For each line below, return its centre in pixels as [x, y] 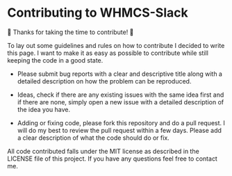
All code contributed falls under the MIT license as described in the [103, 151]
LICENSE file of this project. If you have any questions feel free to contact [112, 159]
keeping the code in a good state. [55, 60]
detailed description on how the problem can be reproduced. [104, 81]
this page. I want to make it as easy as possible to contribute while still [108, 53]
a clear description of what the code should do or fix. [93, 138]
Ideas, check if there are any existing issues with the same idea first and [121, 95]
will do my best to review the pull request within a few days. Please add [119, 130]
